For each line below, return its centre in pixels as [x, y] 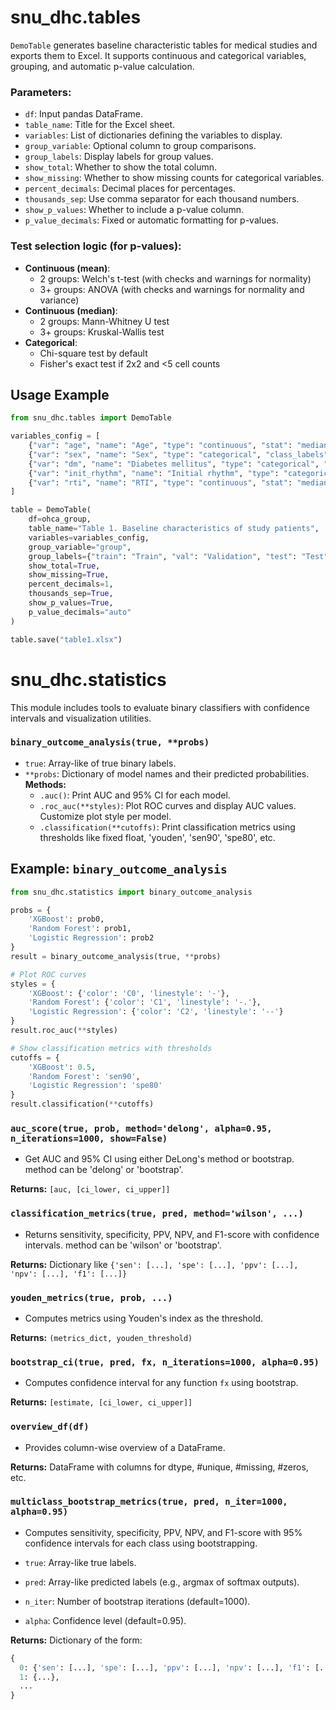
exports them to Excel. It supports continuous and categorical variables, [158, 55]
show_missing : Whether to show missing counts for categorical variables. [174, 178]
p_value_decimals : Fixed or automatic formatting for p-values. [152, 220]
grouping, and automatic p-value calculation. [102, 66]
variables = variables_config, [89, 537]
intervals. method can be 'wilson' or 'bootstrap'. [123, 1245]
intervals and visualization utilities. [81, 718]
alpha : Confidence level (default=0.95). [105, 1620]
